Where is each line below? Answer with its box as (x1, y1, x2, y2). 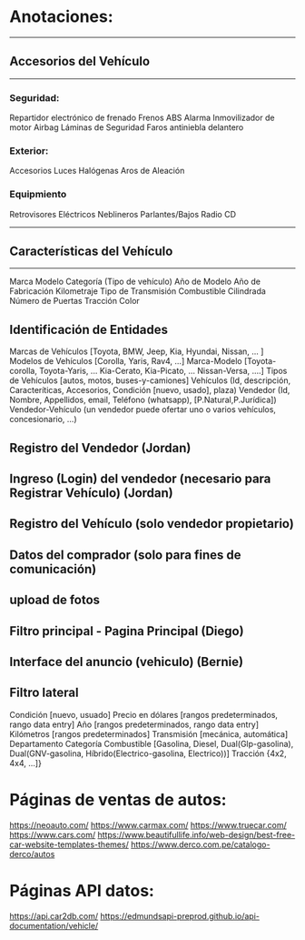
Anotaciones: (9, 6, 113, 27)
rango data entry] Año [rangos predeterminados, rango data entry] (9, 719, 260, 730)
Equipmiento (9, 188, 67, 201)
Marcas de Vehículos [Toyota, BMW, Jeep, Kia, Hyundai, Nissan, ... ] (9, 346, 264, 357)
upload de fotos (9, 592, 101, 608)
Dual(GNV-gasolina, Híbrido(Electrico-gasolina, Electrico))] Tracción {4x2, (9, 748, 288, 759)
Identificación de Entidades (9, 321, 168, 338)
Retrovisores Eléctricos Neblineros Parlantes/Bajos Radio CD (9, 208, 237, 219)
